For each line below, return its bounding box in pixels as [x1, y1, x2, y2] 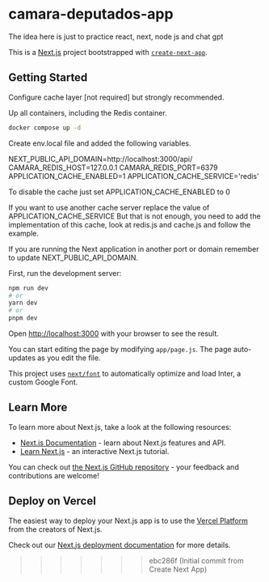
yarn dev [8, 299, 38, 308]
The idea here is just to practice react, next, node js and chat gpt [8, 32, 224, 41]
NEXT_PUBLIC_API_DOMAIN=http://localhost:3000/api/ [8, 154, 193, 164]
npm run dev [8, 284, 48, 292]
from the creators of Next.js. [8, 524, 103, 534]
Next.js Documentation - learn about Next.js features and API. [19, 438, 226, 448]
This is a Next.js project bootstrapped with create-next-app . [8, 47, 208, 57]
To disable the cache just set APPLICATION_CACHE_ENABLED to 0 [8, 187, 230, 197]
